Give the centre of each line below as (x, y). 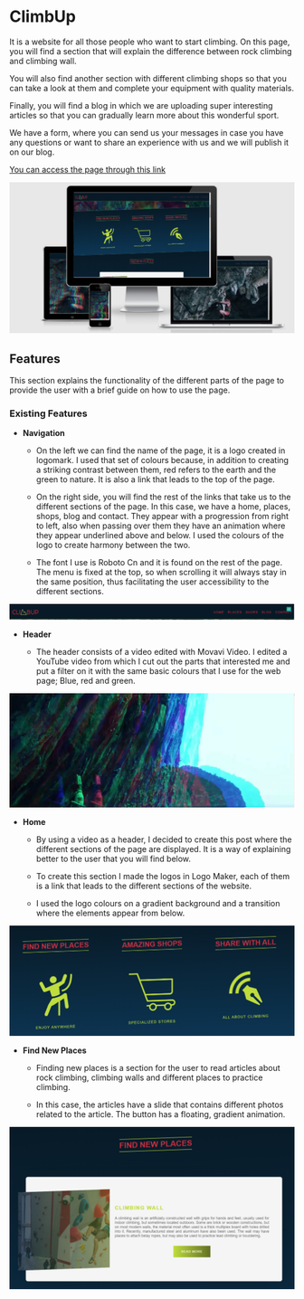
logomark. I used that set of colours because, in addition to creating (162, 460)
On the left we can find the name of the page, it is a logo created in (161, 450)
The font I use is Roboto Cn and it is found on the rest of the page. (159, 563)
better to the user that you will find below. (114, 859)
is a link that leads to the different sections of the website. (144, 886)
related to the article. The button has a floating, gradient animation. (161, 1114)
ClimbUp (43, 17)
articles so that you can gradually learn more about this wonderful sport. (144, 115)
